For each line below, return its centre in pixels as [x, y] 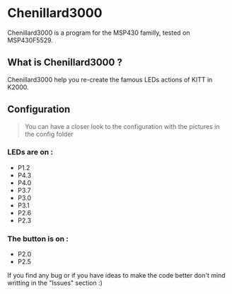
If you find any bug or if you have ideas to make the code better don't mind [116, 276]
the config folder [49, 134]
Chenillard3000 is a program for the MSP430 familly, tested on [99, 33]
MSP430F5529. [30, 40]
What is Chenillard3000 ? [65, 63]
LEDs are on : [30, 152]
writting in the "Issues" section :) [55, 283]
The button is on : [38, 239]
